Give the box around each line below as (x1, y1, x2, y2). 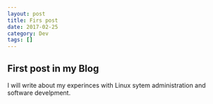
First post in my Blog (7, 63, 99, 74)
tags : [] (7, 37, 33, 44)
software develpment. (7, 89, 71, 97)
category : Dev (7, 30, 49, 37)
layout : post (7, 10, 46, 18)
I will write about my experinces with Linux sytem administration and (7, 81, 206, 89)
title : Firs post (7, 17, 59, 24)
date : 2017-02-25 (7, 23, 59, 30)
